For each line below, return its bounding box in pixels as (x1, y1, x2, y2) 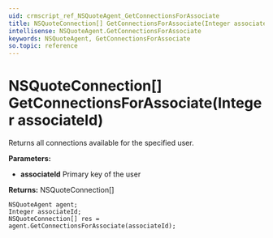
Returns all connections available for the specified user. (8, 138, 194, 148)
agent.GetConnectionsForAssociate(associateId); (8, 222, 176, 231)
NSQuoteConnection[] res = (8, 215, 100, 223)
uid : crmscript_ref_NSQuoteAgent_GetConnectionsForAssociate (8, 11, 220, 20)
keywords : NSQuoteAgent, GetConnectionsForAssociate (8, 34, 191, 43)
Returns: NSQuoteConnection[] (8, 185, 115, 195)
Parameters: (8, 154, 51, 164)
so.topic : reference (8, 42, 79, 50)
